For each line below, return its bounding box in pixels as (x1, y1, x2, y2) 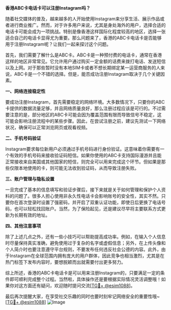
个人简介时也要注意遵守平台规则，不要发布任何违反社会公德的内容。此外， (5, 246, 161, 252)
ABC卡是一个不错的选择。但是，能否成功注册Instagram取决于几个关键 (14, 71, 160, 77)
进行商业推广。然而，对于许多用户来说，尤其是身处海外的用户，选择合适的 (9, 22, 166, 28)
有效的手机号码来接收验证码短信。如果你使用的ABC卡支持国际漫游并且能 (9, 152, 162, 158)
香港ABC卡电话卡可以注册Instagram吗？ (5, 5, 91, 11)
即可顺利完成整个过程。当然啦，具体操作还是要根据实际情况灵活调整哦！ (9, 276, 161, 282)
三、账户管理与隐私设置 (5, 176, 54, 182)
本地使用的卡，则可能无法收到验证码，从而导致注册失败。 (18, 165, 139, 171)
